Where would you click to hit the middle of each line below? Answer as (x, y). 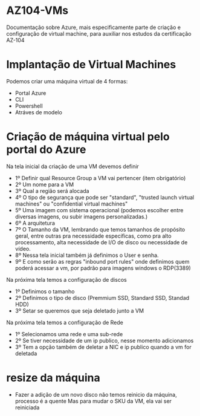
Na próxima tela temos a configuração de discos (66, 279)
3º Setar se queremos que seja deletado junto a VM (79, 310)
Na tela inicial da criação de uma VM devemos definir (73, 166)
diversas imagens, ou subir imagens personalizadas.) (81, 216)
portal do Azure (46, 150)
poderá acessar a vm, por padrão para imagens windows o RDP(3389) (103, 268)
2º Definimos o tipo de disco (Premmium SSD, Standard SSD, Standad (102, 297)
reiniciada (27, 407)
